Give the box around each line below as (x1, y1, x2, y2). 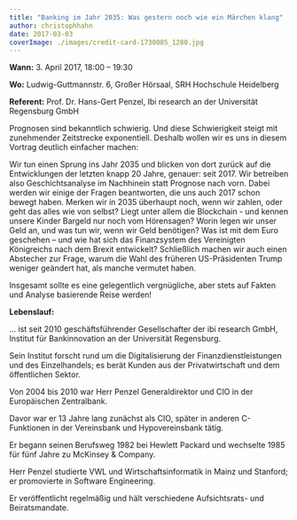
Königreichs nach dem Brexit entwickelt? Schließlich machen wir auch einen (9, 244, 287, 255)
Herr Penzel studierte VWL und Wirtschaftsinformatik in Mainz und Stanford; (9, 467, 288, 477)
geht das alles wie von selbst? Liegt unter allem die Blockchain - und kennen (9, 206, 289, 217)
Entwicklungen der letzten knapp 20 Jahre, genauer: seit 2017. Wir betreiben (9, 169, 289, 179)
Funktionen (9, 422, 51, 433)
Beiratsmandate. (9, 502, 69, 513)
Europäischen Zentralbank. (9, 396, 108, 406)
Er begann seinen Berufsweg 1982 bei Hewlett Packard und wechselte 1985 (9, 440, 285, 451)
